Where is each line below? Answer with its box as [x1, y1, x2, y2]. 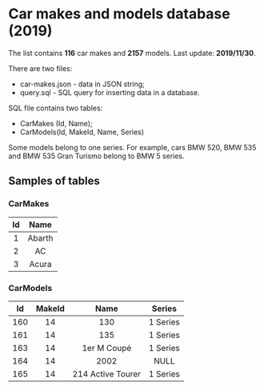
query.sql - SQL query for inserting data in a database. [19, 87, 200, 97]
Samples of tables [8, 174, 100, 188]
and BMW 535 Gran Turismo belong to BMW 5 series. [8, 151, 186, 161]
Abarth [27, 233, 54, 244]
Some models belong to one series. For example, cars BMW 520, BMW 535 [8, 142, 257, 152]
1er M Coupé [82, 342, 132, 353]
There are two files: [8, 63, 73, 73]
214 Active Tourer [72, 368, 142, 380]
